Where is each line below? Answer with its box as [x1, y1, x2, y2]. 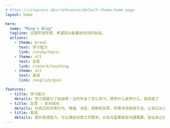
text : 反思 [18, 59, 40, 64]
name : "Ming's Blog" [10, 26, 53, 31]
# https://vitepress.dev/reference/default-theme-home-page [5, 7, 135, 13]
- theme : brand [14, 40, 47, 46]
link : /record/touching [18, 64, 69, 69]
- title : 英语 [10, 110, 38, 115]
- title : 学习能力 [10, 92, 46, 97]
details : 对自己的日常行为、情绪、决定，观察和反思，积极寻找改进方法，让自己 [14, 106, 159, 111]
